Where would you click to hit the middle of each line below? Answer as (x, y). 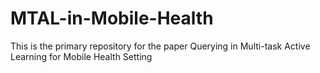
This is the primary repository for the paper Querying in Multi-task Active (160, 46)
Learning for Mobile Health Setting (81, 56)
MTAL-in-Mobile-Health (112, 18)
